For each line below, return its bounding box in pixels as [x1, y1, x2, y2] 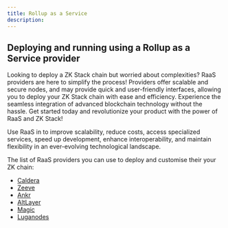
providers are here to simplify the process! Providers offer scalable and [7, 78, 209, 87]
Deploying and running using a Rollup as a [7, 42, 191, 54]
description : [7, 16, 45, 23]
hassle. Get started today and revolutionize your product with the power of [7, 107, 218, 115]
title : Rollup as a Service [7, 10, 88, 17]
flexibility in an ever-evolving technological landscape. [7, 142, 161, 151]
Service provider [7, 52, 80, 64]
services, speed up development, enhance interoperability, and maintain [7, 135, 212, 144]
